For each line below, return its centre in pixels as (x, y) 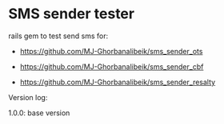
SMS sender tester (71, 14)
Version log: (28, 97)
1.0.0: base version (39, 113)
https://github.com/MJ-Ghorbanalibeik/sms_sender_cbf (112, 66)
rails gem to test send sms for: (58, 36)
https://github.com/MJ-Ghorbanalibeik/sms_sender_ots (111, 51)
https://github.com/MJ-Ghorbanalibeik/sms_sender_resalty (118, 82)
